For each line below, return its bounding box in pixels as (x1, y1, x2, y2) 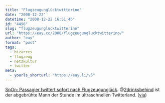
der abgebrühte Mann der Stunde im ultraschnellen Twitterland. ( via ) (5, 91, 147, 98)
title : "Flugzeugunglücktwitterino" (5, 7, 82, 13)
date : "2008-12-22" (5, 12, 46, 17)
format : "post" (5, 40, 37, 45)
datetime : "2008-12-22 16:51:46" (5, 17, 75, 22)
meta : (5, 68, 17, 73)
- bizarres (10, 49, 33, 54)
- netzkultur (10, 59, 37, 64)
